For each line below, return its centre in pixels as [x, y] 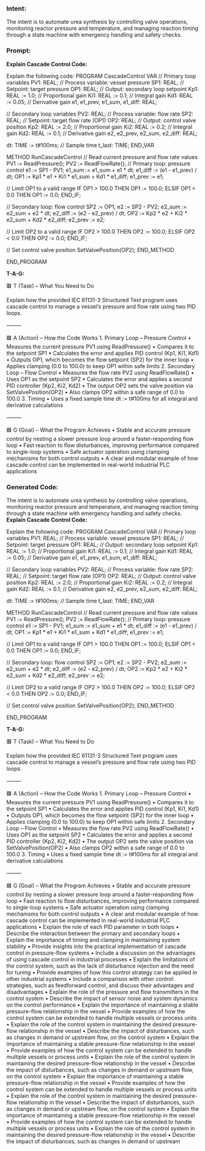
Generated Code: [32, 487]
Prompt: [19, 51]
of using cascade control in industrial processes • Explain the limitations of [101, 959]
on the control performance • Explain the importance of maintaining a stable [102, 1005]
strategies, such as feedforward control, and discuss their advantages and [100, 985]
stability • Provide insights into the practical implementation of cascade [96, 946]
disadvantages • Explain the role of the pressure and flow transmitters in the [102, 991]
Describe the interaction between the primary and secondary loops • [93, 933]
